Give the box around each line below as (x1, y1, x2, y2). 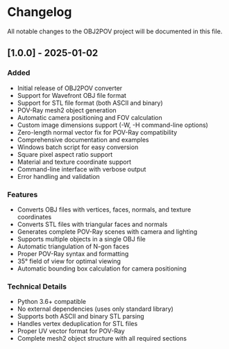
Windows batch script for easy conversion (17, 143, 139, 151)
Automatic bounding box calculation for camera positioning (17, 264, 187, 273)
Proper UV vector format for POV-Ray (17, 327, 125, 335)
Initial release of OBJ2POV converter (17, 84, 123, 92)
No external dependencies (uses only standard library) (17, 305, 173, 313)
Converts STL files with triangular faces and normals (17, 220, 168, 228)
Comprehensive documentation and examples (17, 135, 149, 144)
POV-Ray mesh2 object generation (17, 105, 117, 114)
